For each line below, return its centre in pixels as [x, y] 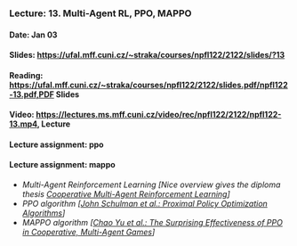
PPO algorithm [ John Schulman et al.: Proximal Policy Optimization [145, 204]
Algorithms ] [44, 213]
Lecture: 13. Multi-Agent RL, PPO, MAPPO [100, 13]
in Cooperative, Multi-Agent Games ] [88, 232]
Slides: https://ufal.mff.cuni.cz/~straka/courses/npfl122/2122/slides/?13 [147, 55]
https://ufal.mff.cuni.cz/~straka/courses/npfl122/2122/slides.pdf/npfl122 [148, 85]
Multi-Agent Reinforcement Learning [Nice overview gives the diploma [151, 184]
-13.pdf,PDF [32, 94]
